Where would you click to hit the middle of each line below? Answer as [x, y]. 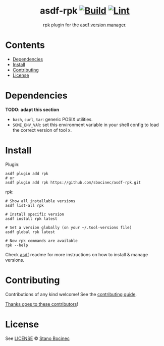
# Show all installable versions [40, 201]
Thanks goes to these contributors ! [42, 304]
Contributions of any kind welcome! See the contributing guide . [71, 294]
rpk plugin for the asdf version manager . [85, 25]
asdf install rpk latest [31, 219]
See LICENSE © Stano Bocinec [37, 338]
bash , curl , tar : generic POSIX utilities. [52, 119]
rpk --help [17, 245]
